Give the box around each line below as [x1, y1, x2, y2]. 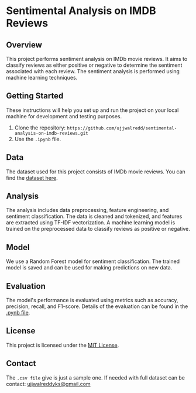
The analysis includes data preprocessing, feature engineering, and [6, 207, 169, 214]
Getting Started [6, 91, 64, 101]
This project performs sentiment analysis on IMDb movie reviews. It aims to [6, 56, 188, 62]
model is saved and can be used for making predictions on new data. [6, 264, 173, 271]
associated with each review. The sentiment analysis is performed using [6, 68, 180, 74]
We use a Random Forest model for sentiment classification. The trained [6, 258, 180, 265]
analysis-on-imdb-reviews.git [14, 130, 89, 136]
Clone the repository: [14, 124, 66, 131]
